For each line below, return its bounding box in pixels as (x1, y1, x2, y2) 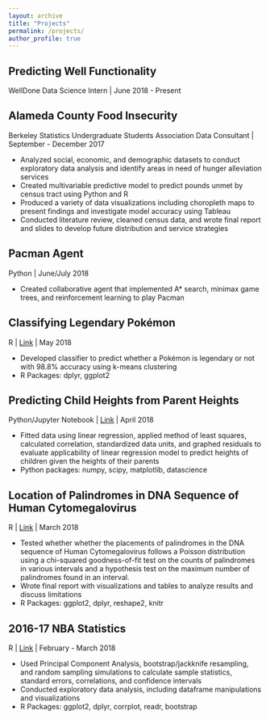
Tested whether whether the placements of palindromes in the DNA (19, 538, 244, 548)
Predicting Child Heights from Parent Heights (8, 393, 239, 407)
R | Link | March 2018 (8, 523, 79, 532)
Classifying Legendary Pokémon (8, 316, 176, 330)
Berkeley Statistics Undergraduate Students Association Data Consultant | (8, 130, 254, 140)
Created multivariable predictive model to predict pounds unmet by (19, 180, 243, 190)
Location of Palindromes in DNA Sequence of (8, 488, 239, 502)
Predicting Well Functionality (8, 64, 157, 78)
